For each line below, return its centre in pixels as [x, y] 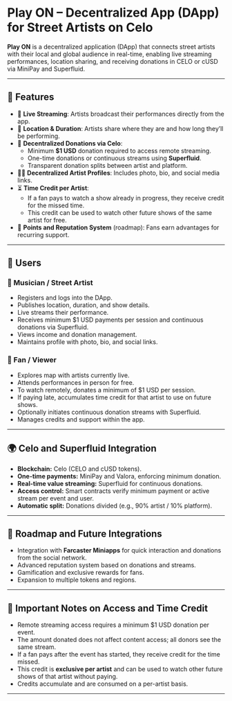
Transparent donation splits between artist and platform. [107, 165]
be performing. [38, 136]
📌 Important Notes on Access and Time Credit [108, 608]
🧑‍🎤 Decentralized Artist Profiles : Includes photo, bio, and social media [118, 173]
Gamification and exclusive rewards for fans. [80, 573]
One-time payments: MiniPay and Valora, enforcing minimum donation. [119, 476]
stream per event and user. [56, 498]
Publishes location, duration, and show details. [83, 305]
